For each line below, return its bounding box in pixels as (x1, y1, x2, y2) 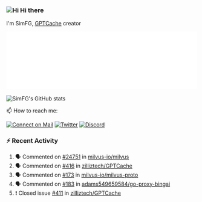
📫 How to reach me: (6, 107, 58, 114)
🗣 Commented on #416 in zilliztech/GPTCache (15, 162, 133, 169)
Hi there (20, 6, 44, 15)
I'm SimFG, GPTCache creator (6, 20, 82, 27)
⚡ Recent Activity (6, 137, 59, 145)
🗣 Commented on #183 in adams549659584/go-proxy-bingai (15, 180, 171, 187)
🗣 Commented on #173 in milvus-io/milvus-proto (15, 171, 138, 178)
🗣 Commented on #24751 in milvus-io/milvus (15, 153, 129, 160)
